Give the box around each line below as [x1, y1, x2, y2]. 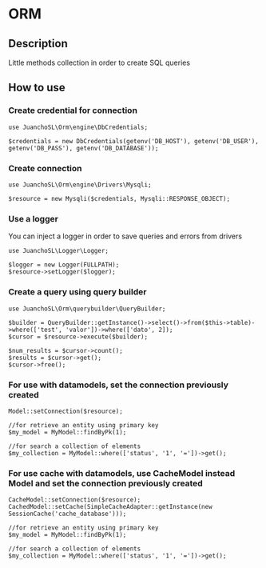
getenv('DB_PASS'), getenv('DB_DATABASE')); [8, 144, 159, 152]
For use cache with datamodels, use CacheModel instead [8, 467, 236, 478]
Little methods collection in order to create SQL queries [8, 58, 190, 67]
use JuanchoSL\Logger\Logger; [8, 247, 109, 255]
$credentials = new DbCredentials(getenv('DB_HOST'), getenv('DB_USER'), [8, 137, 260, 145]
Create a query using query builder [8, 286, 147, 298]
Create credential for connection [8, 105, 138, 116]
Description [8, 37, 68, 50]
